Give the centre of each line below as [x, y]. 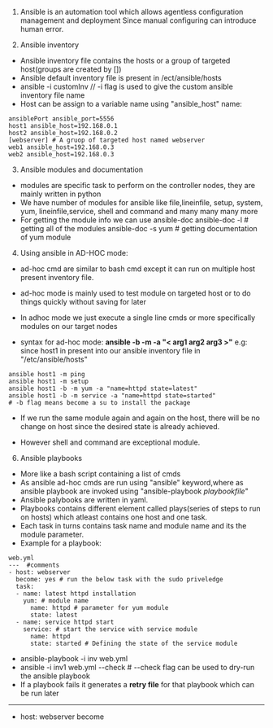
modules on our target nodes [69, 326]
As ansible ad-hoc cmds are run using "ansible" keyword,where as [132, 482]
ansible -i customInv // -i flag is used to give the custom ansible [126, 86]
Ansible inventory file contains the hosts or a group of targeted [125, 61]
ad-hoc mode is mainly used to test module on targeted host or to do [135, 293]
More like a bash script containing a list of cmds [100, 474]
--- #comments [34, 565]
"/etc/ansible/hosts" [54, 359]
